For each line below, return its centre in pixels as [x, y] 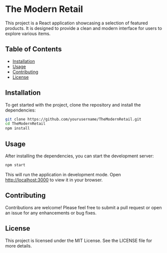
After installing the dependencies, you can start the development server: [80, 156]
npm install [17, 128]
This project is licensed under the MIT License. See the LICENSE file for [79, 241]
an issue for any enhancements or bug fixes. [51, 213]
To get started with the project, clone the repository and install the [73, 105]
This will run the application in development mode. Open [63, 174]
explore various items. [28, 33]
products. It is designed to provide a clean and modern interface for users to [83, 28]
